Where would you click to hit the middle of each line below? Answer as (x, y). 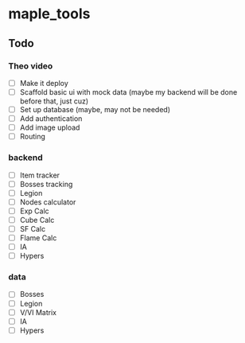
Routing (33, 137)
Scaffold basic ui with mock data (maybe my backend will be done (128, 92)
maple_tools (49, 14)
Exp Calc (34, 211)
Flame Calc (38, 238)
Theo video (31, 66)
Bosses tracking (46, 184)
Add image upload (50, 127)
